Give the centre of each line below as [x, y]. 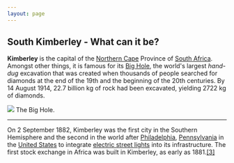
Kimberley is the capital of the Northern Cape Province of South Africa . [110, 59]
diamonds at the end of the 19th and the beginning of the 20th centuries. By [116, 81]
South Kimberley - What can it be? [83, 42]
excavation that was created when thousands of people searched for [119, 73]
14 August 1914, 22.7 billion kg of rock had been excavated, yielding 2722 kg [117, 88]
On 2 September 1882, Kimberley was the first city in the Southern [102, 130]
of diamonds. [26, 95]
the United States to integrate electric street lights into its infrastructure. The [117, 145]
